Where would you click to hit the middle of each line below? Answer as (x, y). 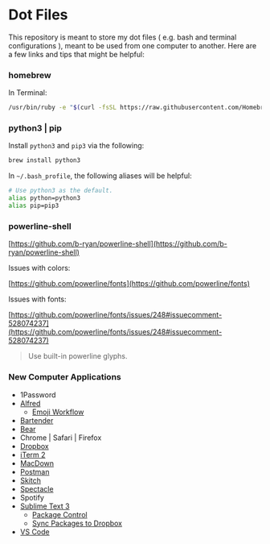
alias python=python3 (45, 198)
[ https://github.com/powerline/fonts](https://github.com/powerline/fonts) (129, 284)
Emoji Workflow (58, 412)
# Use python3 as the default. (61, 191)
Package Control (59, 514)
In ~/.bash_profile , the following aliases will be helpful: (100, 176)
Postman (35, 471)
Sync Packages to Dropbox (77, 523)
